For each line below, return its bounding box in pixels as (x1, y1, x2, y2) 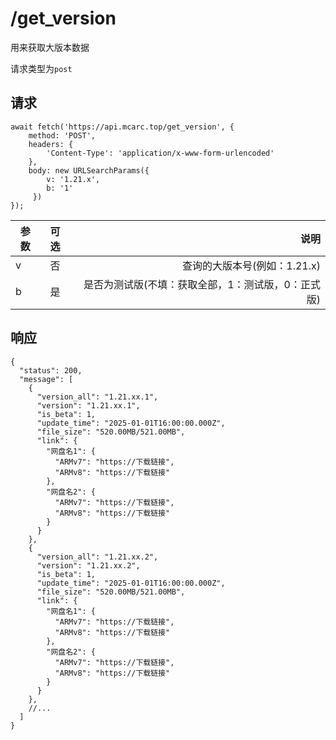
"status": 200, (19, 365, 83, 376)
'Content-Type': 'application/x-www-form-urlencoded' (46, 148, 275, 158)
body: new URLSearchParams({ (28, 165, 150, 176)
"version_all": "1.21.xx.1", (36, 392, 159, 402)
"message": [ (19, 374, 74, 384)
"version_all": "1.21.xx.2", (36, 552, 159, 562)
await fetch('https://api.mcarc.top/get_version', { (10, 122, 235, 132)
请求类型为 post (10, 62, 73, 74)
